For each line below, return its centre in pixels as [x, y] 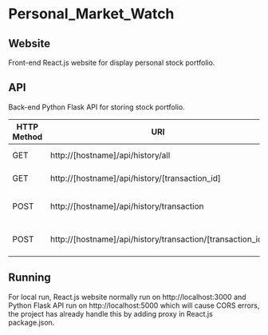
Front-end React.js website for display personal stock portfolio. [112, 62]
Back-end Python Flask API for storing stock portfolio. [97, 107]
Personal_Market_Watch [91, 14]
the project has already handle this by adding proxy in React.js [110, 313]
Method [28, 137]
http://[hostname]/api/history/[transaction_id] [136, 178]
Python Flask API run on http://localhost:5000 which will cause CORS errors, [134, 305]
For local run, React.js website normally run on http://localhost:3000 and [127, 297]
